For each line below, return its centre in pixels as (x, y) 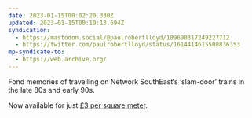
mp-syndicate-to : (37, 52)
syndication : (29, 30)
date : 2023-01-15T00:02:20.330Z (61, 15)
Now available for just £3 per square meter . (78, 105)
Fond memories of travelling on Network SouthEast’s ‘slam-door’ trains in (126, 81)
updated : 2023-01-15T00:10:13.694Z (66, 23)
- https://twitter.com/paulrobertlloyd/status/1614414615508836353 (128, 45)
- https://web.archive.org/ (61, 60)
